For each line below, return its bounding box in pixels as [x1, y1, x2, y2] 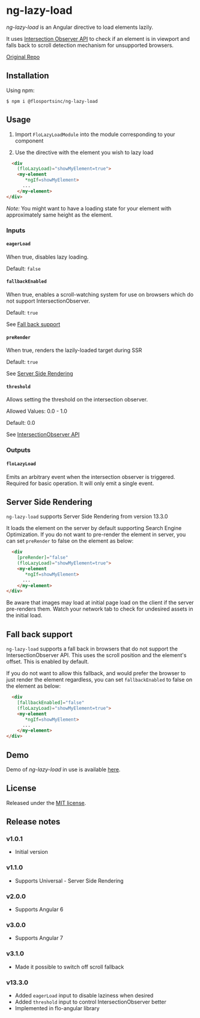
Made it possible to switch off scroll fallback [14, 963, 124, 970]
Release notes [6, 816, 61, 827]
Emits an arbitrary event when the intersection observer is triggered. [6, 473, 175, 480]
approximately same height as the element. [6, 211, 113, 218]
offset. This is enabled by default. [6, 658, 89, 665]
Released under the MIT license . [6, 799, 86, 806]
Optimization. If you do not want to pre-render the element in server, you [6, 531, 186, 538]
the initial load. [6, 612, 43, 619]
